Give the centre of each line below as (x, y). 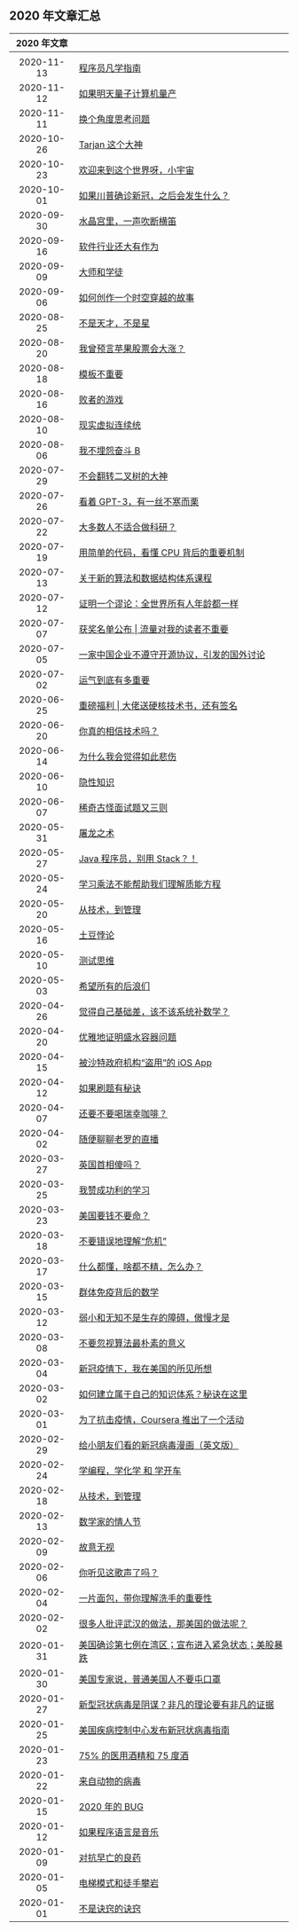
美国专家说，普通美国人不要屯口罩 (150, 1679)
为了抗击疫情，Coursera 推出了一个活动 (161, 1419)
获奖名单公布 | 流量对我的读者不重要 (153, 629)
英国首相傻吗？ (110, 1165)
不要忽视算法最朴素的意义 (132, 1343)
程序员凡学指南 (110, 67)
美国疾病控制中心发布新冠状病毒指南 (154, 1730)
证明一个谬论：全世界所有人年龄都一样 (159, 603)
